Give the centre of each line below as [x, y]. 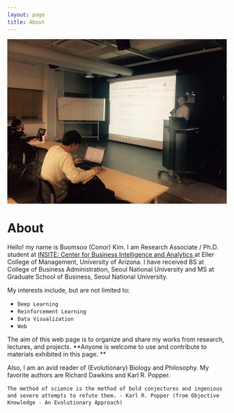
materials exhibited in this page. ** [57, 354]
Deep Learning [38, 304]
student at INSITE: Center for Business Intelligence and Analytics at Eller [111, 255]
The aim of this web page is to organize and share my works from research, [116, 340]
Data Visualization [46, 319]
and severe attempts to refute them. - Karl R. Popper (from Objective [113, 396]
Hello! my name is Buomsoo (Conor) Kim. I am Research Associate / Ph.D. [113, 247]
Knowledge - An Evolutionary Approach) [65, 403]
